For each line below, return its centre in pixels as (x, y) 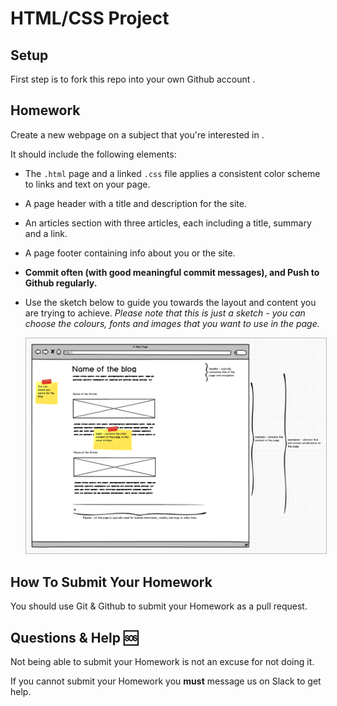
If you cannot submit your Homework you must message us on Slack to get (166, 681)
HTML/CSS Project (90, 18)
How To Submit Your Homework (111, 582)
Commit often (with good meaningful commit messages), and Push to (172, 272)
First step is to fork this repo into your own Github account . (133, 79)
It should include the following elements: (93, 154)
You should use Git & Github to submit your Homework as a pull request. (159, 606)
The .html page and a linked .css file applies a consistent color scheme (172, 173)
